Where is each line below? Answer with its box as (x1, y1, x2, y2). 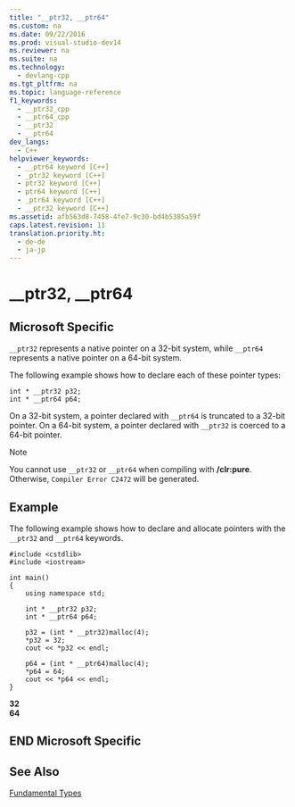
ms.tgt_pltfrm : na (9, 79, 78, 88)
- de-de (17, 237, 46, 246)
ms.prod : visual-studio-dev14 (9, 37, 122, 47)
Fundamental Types (9, 787, 82, 799)
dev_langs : (9, 137, 50, 146)
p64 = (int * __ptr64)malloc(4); (25, 659, 150, 668)
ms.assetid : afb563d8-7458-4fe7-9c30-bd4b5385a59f (9, 212, 201, 221)
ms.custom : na (9, 21, 62, 30)
